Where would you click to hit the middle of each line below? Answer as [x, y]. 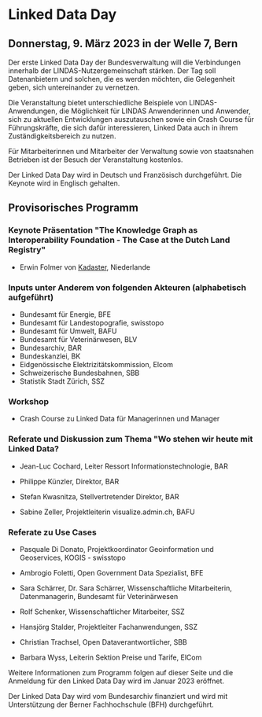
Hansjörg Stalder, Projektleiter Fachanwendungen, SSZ [109, 627]
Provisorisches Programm [74, 208]
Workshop [29, 401]
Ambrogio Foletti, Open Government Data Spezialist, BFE [111, 572]
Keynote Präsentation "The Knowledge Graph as [103, 230]
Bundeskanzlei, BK [50, 356]
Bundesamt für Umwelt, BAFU [68, 331]
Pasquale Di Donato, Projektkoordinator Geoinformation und [116, 549]
